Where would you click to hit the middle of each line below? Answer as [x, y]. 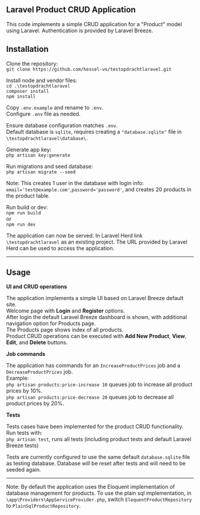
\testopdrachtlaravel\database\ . [47, 138]
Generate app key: [29, 149]
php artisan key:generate [38, 155]
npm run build [24, 213]
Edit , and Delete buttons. [37, 342]
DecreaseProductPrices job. [40, 372]
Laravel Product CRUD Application [71, 10]
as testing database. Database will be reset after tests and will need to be [96, 463]
